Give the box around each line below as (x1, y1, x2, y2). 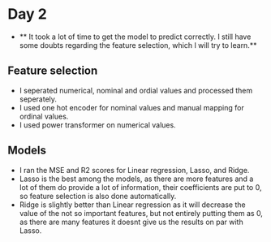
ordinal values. (19, 111, 69, 121)
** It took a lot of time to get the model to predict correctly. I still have (19, 32, 252, 41)
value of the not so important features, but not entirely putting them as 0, (19, 208, 263, 218)
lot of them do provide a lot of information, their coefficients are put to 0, (19, 182, 262, 192)
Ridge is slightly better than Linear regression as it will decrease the (19, 200, 246, 210)
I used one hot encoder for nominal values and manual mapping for (19, 102, 244, 112)
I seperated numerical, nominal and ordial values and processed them (19, 85, 253, 95)
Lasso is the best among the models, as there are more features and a (19, 174, 254, 184)
